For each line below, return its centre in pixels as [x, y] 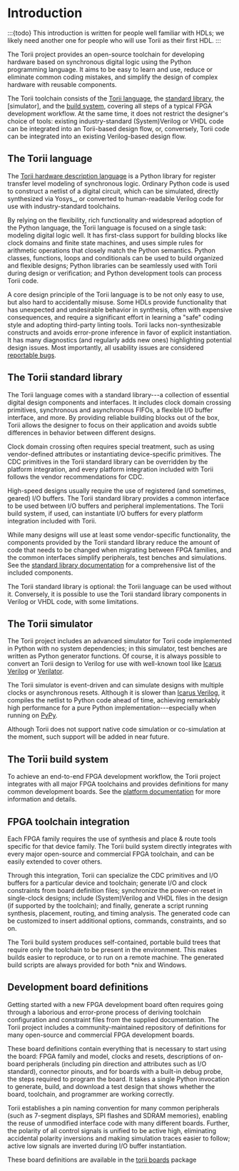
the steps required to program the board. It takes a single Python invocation [118, 1079]
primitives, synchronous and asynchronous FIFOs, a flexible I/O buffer [110, 410]
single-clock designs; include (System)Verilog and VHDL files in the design [118, 898]
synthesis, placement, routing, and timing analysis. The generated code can [119, 913]
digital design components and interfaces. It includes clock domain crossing [119, 402]
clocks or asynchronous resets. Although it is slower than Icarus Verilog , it [116, 692]
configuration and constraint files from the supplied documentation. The [113, 1019]
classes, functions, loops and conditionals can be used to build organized [115, 257]
